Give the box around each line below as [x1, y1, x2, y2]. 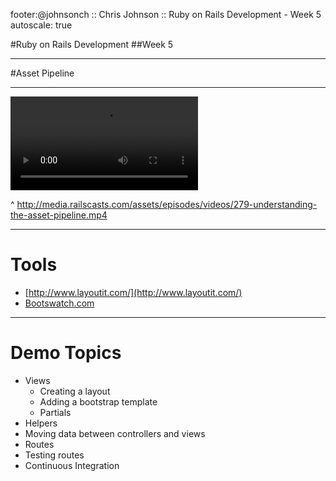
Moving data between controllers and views [24, 427, 206, 439]
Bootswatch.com [24, 297, 95, 309]
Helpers [24, 417, 58, 429]
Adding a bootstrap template [39, 395, 158, 408]
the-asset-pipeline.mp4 [10, 209, 108, 221]
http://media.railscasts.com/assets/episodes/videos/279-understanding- [16, 199, 318, 210]
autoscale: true [10, 19, 73, 31]
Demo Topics [10, 342, 122, 364]
